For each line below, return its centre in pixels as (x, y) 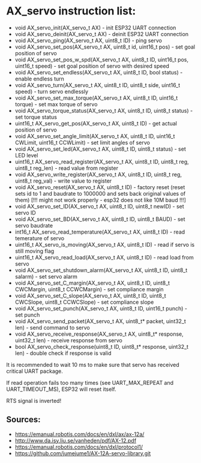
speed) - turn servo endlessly (52, 91)
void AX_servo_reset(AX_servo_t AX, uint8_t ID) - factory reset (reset (100, 187)
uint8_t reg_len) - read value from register (67, 168)
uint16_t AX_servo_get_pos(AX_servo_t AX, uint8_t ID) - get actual (96, 123)
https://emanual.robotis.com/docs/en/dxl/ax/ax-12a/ (79, 434)
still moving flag (34, 251)
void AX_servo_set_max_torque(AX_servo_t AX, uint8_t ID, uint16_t (96, 98)
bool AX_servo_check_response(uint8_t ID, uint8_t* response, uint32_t (102, 346)
